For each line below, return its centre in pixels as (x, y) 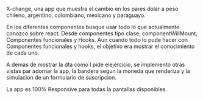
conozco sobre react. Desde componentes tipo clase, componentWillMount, (102, 33)
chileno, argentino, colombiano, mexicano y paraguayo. (76, 15)
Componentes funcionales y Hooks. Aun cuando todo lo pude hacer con (97, 40)
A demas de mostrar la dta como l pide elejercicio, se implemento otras (96, 64)
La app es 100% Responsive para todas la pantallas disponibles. (87, 89)
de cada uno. (23, 53)
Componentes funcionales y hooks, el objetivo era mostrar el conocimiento (101, 46)
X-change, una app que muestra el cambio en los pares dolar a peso (92, 9)
